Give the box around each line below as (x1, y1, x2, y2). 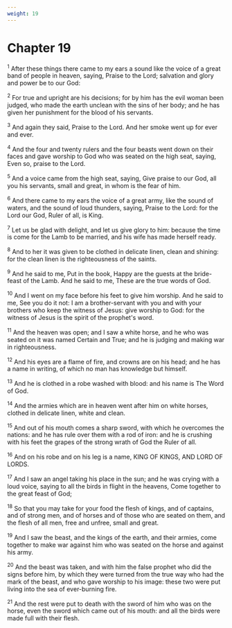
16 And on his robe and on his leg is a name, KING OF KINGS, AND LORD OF (7, 452, 224, 461)
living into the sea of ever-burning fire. (7, 584, 117, 593)
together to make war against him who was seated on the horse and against (7, 541, 224, 549)
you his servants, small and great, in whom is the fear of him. (7, 181, 181, 189)
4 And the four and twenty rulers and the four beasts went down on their (7, 144, 213, 153)
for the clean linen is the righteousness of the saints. (7, 255, 157, 263)
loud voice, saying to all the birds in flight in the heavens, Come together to (7, 482, 222, 490)
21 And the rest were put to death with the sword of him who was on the (7, 598, 212, 608)
